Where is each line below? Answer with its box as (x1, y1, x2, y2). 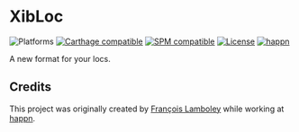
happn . (9, 112, 36, 123)
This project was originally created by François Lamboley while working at (9, 103, 285, 114)
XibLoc (9, 6, 64, 27)
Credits (9, 79, 52, 95)
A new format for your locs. (9, 53, 111, 64)
